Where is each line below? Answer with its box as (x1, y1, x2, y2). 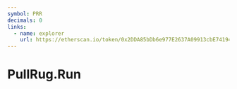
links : (7, 23, 27, 30)
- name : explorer (13, 29, 65, 37)
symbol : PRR (7, 10, 42, 18)
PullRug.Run (7, 67, 81, 83)
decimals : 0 (7, 17, 42, 24)
